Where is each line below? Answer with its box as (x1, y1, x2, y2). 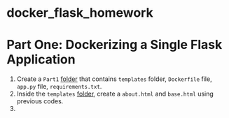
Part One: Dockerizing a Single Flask (6, 37, 223, 53)
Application (6, 52, 76, 68)
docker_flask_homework (6, 5, 153, 21)
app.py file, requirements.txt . (16, 82, 102, 91)
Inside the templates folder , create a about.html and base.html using (16, 89, 214, 98)
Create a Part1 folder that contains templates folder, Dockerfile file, (16, 75, 212, 83)
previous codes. (16, 97, 64, 105)
